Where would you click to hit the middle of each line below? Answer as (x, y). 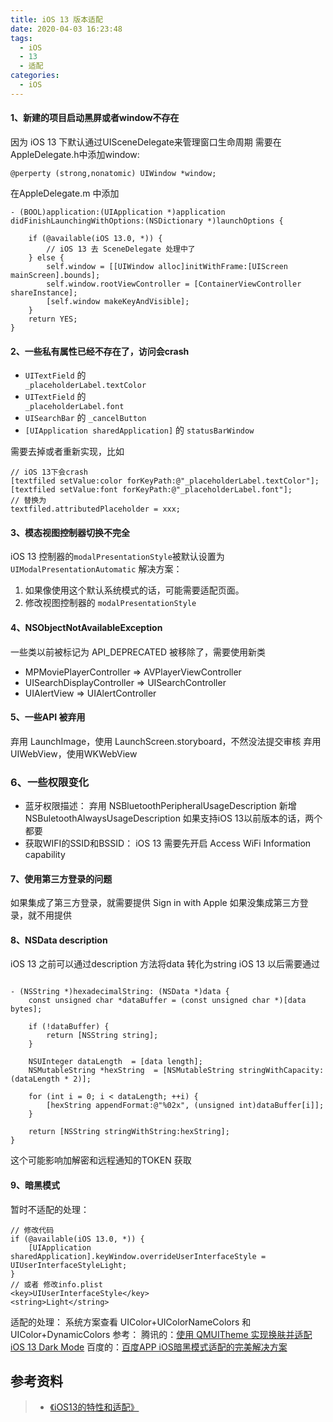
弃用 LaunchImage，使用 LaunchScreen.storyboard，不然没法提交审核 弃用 (166, 741)
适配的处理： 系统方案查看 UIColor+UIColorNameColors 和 (131, 1322)
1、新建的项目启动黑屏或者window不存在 (95, 118)
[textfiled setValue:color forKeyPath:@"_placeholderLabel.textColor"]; (165, 481)
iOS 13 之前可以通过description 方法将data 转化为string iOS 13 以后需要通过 (165, 964)
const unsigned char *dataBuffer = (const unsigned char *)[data (167, 1001)
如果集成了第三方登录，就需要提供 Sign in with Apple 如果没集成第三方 (155, 903)
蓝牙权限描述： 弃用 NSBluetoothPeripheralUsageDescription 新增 (160, 806)
